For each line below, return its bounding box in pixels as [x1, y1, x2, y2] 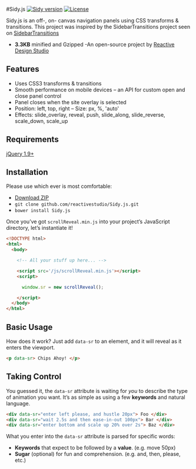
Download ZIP [14, 194, 49, 202]
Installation [6, 167, 48, 177]
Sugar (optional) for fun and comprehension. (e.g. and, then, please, [14, 451, 181, 458]
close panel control [14, 92, 62, 100]
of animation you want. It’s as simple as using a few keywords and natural [6, 394, 185, 401]
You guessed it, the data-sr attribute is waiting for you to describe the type [6, 387, 188, 394]
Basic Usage [6, 322, 53, 332]
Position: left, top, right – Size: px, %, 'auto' [14, 105, 119, 112]
